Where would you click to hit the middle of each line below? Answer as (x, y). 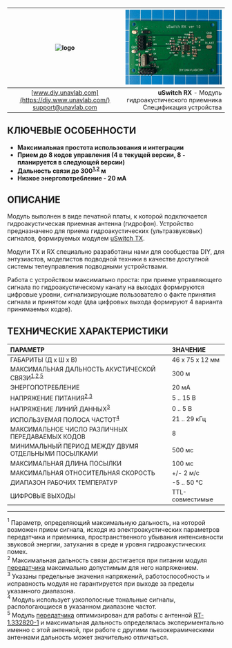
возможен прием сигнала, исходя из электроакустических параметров (113, 530)
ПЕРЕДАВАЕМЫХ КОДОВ (48, 437)
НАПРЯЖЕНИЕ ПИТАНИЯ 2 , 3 (51, 397)
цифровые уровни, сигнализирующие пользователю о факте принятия (112, 295)
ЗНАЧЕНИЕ (188, 349)
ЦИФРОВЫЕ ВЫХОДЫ (43, 496)
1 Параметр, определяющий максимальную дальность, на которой (106, 521)
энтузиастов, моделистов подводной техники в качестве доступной (108, 259)
